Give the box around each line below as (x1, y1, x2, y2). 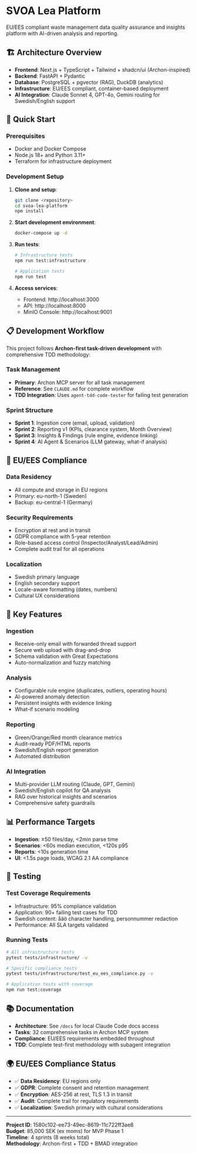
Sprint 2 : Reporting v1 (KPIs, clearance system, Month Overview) (14, 426, 172, 433)
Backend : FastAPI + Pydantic (14, 72, 86, 79)
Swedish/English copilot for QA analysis (14, 787, 111, 794)
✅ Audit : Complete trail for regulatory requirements (14, 1097, 139, 1104)
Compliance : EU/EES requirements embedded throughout (14, 1035, 155, 1042)
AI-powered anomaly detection (14, 693, 90, 700)
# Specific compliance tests (6, 965, 77, 971)
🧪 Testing (6, 871, 42, 881)
